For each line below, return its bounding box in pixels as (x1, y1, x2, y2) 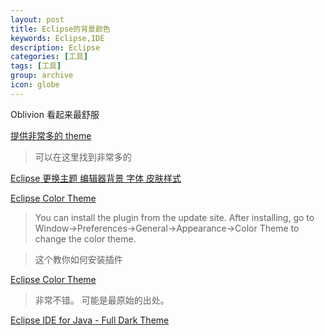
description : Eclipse (10, 42, 101, 53)
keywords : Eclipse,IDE (10, 33, 105, 43)
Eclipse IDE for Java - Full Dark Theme (10, 314, 170, 326)
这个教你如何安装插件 (34, 253, 123, 265)
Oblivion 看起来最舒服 (10, 108, 100, 120)
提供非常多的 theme (10, 129, 92, 141)
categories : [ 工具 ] (10, 52, 89, 62)
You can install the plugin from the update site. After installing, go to (34, 211, 315, 223)
